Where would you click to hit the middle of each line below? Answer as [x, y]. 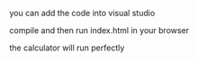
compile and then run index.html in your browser [99, 30]
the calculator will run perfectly [67, 48]
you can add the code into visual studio [82, 13]
